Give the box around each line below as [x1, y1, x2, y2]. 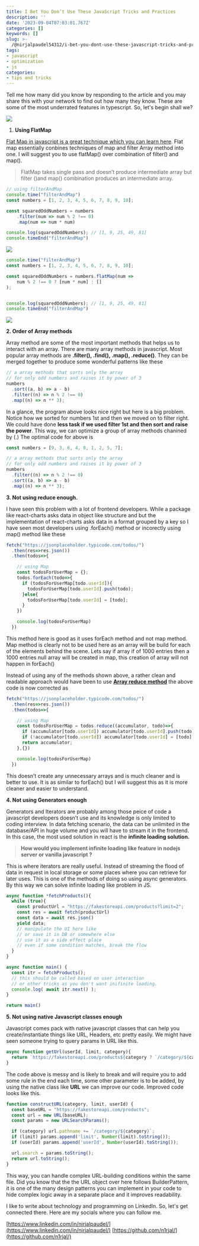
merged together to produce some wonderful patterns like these [6, 358, 163, 365]
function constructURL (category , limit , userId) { [6, 1101, 134, 1107]
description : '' [6, 14, 46, 20]
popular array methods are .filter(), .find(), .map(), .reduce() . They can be [6, 352, 188, 359]
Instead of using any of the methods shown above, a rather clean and [6, 672, 176, 679]
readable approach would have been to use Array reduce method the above [6, 678, 193, 685]
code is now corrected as [6, 684, 69, 691]
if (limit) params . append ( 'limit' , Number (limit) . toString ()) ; [11, 1134, 171, 1140]
